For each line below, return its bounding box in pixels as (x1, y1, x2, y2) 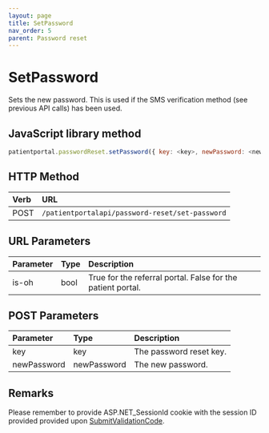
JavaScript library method (8, 126, 142, 140)
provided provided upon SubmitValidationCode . (8, 416, 165, 426)
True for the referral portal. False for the (87, 271, 238, 283)
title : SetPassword (8, 19, 74, 27)
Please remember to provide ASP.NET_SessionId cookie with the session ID (8, 407, 257, 417)
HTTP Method (8, 170, 80, 184)
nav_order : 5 (8, 26, 52, 34)
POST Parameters (8, 309, 99, 323)
